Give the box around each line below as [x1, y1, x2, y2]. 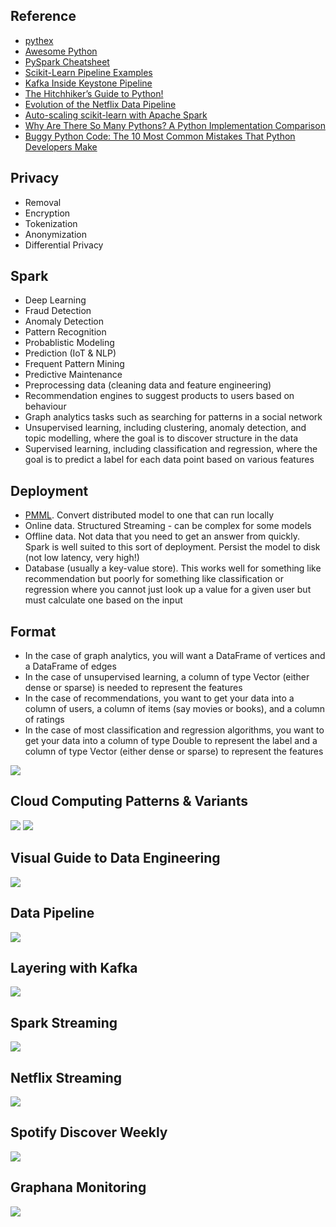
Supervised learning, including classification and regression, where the [24, 443, 318, 455]
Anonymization [24, 228, 87, 240]
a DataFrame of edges [24, 660, 117, 673]
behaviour [24, 400, 67, 413]
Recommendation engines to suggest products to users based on [24, 390, 295, 402]
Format [10, 623, 57, 640]
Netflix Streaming [10, 1069, 123, 1086]
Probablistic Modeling [24, 337, 115, 349]
